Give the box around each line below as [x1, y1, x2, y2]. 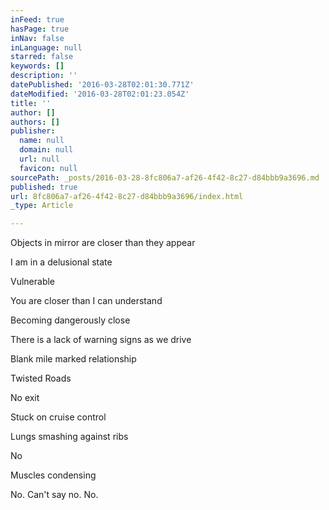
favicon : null [19, 163, 78, 173]
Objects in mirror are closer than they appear [10, 237, 196, 249]
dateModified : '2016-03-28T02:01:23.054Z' [10, 89, 190, 99]
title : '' [10, 98, 52, 108]
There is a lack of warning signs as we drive [10, 334, 192, 346]
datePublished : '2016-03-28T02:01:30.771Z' [10, 80, 195, 90]
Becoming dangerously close [10, 314, 131, 326]
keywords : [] [10, 61, 65, 71]
